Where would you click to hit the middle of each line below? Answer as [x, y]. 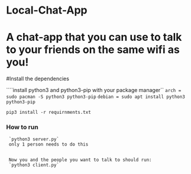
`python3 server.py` [34, 139]
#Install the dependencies [38, 79]
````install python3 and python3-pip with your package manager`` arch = [94, 90]
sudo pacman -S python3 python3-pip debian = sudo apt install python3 [96, 97]
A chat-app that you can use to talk [94, 37]
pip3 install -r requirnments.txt [49, 113]
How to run [22, 127]
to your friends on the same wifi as [93, 50]
